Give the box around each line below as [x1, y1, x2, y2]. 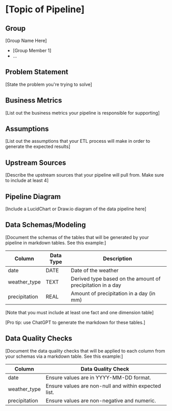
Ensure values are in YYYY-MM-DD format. [46, 374, 152, 381]
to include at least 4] [5, 178, 49, 184]
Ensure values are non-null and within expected [46, 382, 161, 390]
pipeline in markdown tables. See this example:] [5, 240, 106, 246]
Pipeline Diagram [5, 192, 61, 201]
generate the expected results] [5, 143, 71, 149]
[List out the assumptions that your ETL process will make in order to [5, 138, 150, 144]
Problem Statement [5, 68, 69, 76]
